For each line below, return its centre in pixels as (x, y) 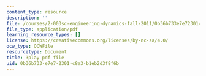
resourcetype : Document (37, 52)
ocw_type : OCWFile (30, 47)
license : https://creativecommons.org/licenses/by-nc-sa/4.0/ (87, 40)
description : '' (27, 18)
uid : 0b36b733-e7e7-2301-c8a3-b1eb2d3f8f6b (63, 63)
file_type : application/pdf (42, 29)
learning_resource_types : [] (44, 35)
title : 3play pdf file (35, 58)
